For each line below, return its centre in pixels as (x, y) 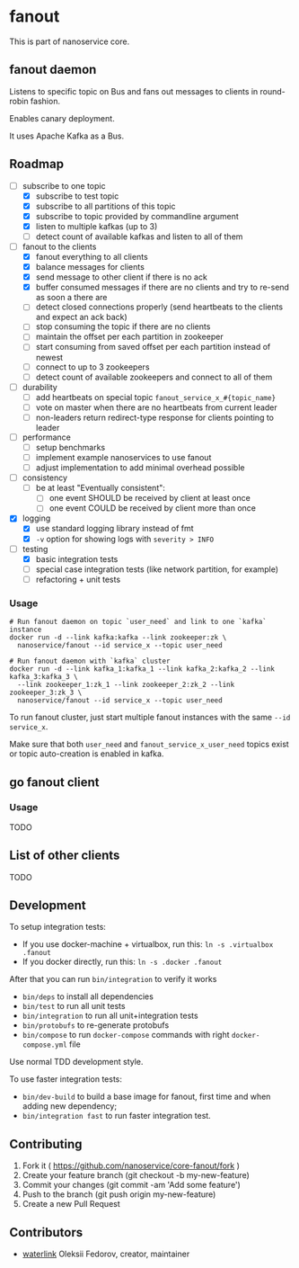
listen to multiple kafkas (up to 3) (97, 226)
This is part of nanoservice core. (70, 41)
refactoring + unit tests (78, 579)
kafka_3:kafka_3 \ (44, 677)
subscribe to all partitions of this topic (106, 206)
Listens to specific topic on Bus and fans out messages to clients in (134, 91)
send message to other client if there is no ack (122, 277)
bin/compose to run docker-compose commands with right (126, 1035)
